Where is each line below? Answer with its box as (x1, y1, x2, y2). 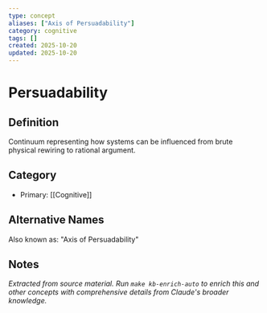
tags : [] (8, 34, 38, 43)
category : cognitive (8, 26, 78, 35)
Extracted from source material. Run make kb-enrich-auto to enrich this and (8, 278, 260, 289)
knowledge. (8, 296, 47, 306)
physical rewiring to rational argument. (8, 145, 136, 155)
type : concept (8, 11, 56, 20)
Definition (8, 116, 59, 129)
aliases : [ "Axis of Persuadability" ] (8, 19, 135, 27)
